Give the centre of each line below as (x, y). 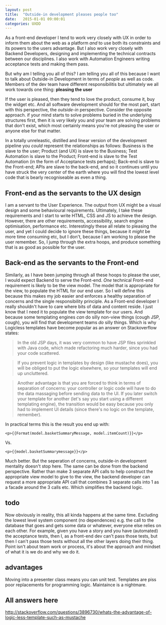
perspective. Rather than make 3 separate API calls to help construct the (79, 471)
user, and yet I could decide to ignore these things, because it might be (78, 232)
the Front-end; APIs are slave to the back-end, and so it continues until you (82, 167)
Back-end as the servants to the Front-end (72, 263)
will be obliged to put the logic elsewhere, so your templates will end (87, 368)
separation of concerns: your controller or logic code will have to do (86, 388)
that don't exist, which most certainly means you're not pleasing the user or (82, 126)
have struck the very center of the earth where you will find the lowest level (82, 172)
